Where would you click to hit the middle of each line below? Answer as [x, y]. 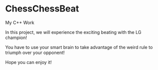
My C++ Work [20, 22]
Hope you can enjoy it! [28, 62]
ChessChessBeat [42, 9]
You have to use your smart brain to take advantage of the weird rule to [79, 47]
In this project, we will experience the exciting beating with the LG [73, 32]
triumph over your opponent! [35, 52]
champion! [16, 37]
